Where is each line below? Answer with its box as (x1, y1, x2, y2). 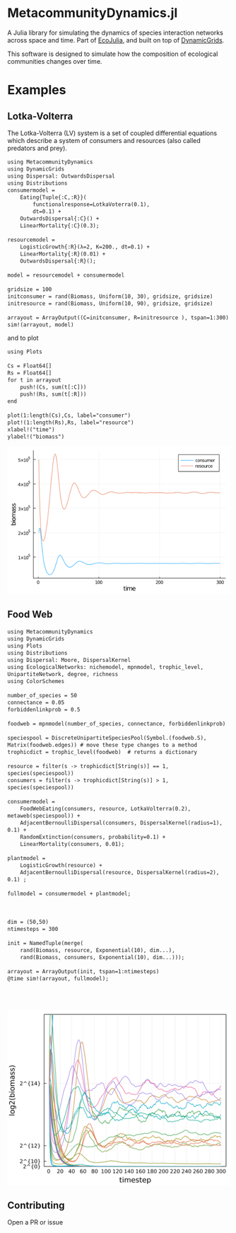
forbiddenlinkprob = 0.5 (7, 706, 81, 713)
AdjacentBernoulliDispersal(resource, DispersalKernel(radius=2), (20, 868, 220, 876)
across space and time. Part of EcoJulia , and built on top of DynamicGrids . (7, 35, 225, 44)
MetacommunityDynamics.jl (7, 5, 178, 21)
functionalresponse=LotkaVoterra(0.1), (33, 200, 151, 208)
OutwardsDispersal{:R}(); (20, 257, 97, 265)
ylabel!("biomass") (7, 433, 65, 440)
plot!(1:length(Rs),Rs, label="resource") (7, 419, 134, 426)
